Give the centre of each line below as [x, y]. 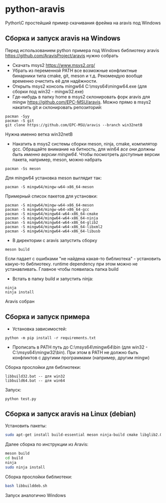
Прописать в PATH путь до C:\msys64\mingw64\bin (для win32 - [80, 347]
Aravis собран [20, 301]
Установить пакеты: [26, 426]
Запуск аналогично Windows [36, 495]
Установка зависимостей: [40, 329]
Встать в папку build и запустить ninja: [53, 279]
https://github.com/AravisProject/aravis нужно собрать [62, 55]
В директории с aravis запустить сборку [55, 240]
